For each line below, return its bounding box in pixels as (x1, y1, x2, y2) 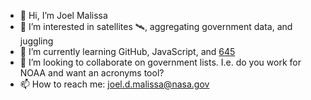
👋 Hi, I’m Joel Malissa (19, 10, 108, 21)
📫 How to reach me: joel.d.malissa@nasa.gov (19, 78, 210, 90)
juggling (19, 35, 54, 47)
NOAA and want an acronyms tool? (19, 67, 165, 79)
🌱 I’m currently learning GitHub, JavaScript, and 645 (19, 46, 236, 57)
